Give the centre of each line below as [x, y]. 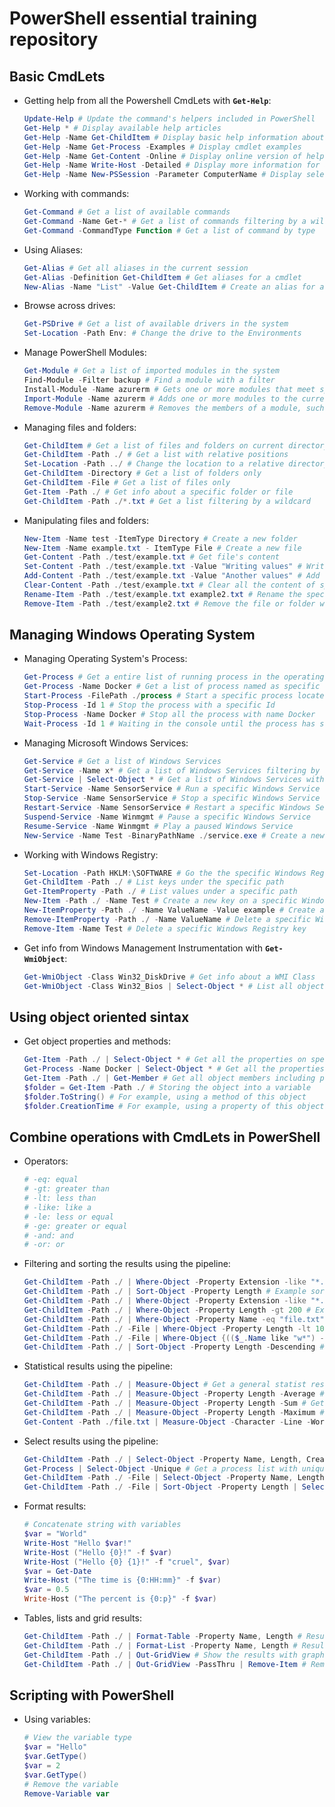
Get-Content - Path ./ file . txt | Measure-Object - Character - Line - [167, 1422]
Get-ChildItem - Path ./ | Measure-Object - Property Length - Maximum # [174, 1412]
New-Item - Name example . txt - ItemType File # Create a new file [162, 548]
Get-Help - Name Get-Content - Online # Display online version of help [174, 156]
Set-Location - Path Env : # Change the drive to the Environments [162, 333]
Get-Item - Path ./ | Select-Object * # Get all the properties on [165, 1060]
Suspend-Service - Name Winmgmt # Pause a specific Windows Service [167, 817]
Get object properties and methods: [97, 1041]
